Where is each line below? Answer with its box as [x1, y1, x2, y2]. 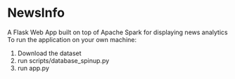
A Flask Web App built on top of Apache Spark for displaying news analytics [7, 28, 228, 36]
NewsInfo [7, 5, 65, 21]
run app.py [17, 64, 49, 72]
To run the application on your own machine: [7, 35, 137, 43]
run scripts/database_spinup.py [17, 56, 110, 64]
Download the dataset [17, 49, 82, 57]
